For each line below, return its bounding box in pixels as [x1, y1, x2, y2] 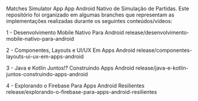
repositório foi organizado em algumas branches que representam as [6, 11, 174, 18]
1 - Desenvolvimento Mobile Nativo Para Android [6, 29, 124, 36]
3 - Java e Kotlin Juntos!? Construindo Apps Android [6, 64, 135, 71]
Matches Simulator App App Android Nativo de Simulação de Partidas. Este [6, 5, 189, 12]
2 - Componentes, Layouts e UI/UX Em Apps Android [6, 47, 135, 54]
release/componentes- [136, 47, 192, 54]
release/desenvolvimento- [125, 29, 189, 36]
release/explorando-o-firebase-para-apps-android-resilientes [6, 89, 157, 95]
